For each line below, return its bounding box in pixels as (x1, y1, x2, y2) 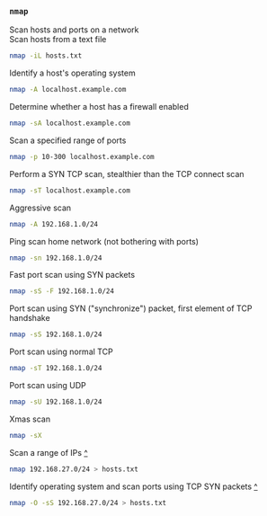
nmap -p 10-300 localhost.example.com (9, 152, 155, 161)
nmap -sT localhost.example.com (9, 186, 130, 195)
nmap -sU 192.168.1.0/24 (9, 397, 102, 406)
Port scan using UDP (9, 380, 87, 391)
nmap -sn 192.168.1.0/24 (9, 254, 102, 262)
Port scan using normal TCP (9, 346, 114, 357)
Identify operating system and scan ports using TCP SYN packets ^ (9, 481, 258, 492)
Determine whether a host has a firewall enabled (9, 102, 189, 112)
